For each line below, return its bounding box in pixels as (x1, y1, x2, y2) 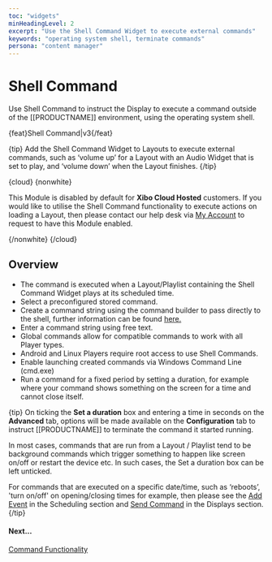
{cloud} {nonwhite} (8, 177, 72, 187)
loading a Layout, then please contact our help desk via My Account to (8, 210, 245, 220)
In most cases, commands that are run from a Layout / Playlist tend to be (8, 440, 252, 450)
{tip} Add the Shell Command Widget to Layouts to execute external (8, 144, 235, 154)
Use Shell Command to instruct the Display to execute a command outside (8, 104, 257, 114)
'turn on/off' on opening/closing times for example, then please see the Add (8, 491, 262, 500)
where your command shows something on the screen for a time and (19, 383, 252, 392)
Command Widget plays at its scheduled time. (19, 287, 175, 297)
